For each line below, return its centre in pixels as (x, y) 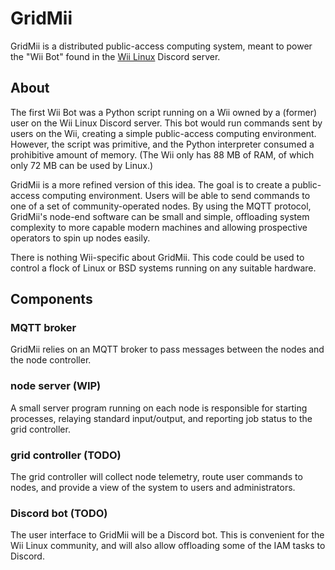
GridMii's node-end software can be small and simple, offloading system (160, 216)
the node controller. (51, 360)
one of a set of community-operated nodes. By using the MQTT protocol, (161, 206)
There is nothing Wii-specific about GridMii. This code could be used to (157, 257)
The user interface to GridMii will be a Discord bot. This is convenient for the (167, 535)
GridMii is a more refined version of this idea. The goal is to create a (150, 184)
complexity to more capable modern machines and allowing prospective (159, 227)
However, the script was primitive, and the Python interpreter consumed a (162, 144)
